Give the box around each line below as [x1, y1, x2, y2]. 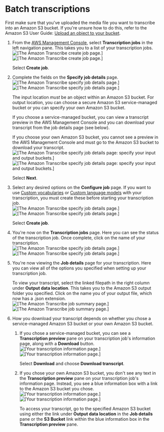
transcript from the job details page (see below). [12, 124, 110, 131]
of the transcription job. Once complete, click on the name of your [12, 235, 145, 241]
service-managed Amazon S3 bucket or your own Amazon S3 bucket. [12, 321, 153, 326]
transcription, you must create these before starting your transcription [12, 195, 154, 201]
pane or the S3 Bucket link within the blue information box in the [19, 416, 150, 422]
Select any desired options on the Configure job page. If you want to [12, 184, 151, 190]
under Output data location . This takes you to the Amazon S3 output [12, 285, 152, 291]
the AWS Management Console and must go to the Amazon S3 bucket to [12, 139, 159, 145]
